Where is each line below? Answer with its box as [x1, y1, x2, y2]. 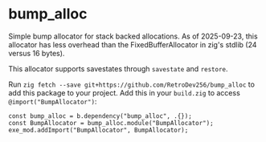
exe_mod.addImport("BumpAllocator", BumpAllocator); [8, 126, 189, 134]
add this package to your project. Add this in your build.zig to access [8, 87, 241, 97]
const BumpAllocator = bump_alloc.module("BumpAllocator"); [8, 119, 215, 127]
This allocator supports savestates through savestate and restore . [8, 63, 228, 73]
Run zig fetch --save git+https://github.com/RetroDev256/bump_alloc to [8, 79, 256, 89]
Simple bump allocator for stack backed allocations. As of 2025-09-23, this [8, 31, 259, 41]
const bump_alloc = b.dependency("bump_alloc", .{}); [8, 112, 193, 120]
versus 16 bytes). [8, 48, 65, 58]
